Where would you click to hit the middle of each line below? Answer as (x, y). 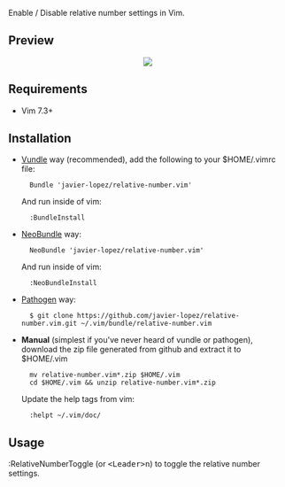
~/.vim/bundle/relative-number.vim (146, 324)
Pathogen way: (48, 299)
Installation (40, 139)
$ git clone (51, 316)
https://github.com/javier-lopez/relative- (158, 316)
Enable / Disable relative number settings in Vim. (96, 13)
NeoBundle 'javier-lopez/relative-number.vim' (117, 251)
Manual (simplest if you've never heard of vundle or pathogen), (137, 340)
